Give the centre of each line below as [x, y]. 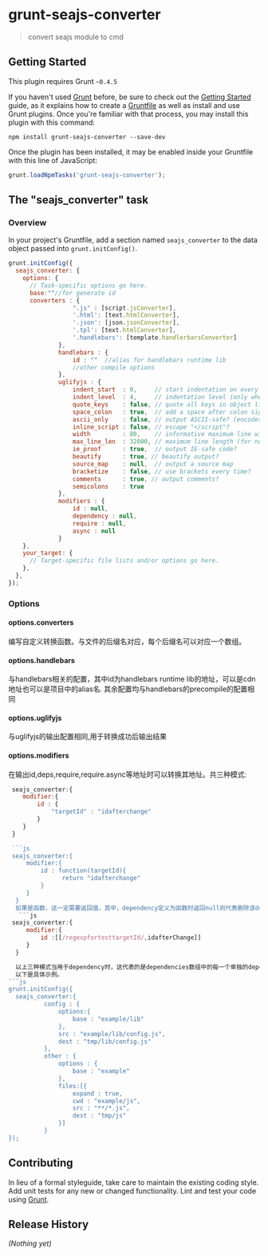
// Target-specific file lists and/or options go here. [124, 561]
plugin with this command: [52, 122]
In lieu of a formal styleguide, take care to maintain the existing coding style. [134, 1182]
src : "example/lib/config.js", [112, 1034]
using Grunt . [29, 1199]
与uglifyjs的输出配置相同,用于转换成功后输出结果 [88, 737]
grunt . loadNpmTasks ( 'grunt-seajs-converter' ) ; [87, 175]
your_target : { [48, 554]
